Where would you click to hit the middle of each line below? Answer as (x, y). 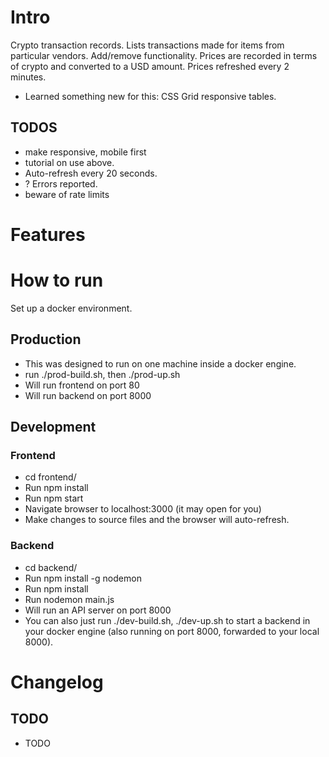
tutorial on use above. (69, 162)
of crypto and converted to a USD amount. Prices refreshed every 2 (150, 66)
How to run (57, 280)
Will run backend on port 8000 (88, 395)
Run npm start (54, 498)
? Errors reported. (61, 183)
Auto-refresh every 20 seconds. (91, 173)
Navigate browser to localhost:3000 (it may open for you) (143, 509)
